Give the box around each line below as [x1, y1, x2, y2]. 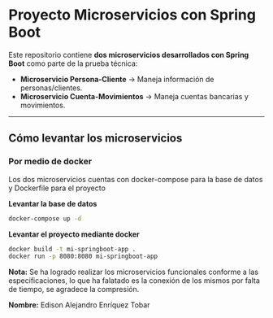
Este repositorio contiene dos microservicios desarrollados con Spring [8, 50, 249, 59]
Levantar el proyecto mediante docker [8, 229, 140, 239]
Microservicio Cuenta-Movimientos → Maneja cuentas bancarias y [19, 91, 249, 101]
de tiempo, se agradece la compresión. [8, 285, 140, 294]
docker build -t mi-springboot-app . [8, 245, 136, 253]
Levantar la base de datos [8, 198, 97, 208]
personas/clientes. [19, 83, 83, 93]
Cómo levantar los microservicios [8, 132, 183, 146]
